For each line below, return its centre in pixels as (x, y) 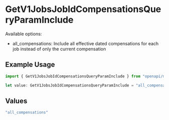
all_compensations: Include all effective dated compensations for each (86, 43)
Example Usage (30, 65)
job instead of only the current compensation (59, 49)
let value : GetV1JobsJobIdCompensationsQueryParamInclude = (70, 85)
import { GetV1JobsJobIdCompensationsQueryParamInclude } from (73, 76)
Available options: (24, 34)
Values (16, 101)
